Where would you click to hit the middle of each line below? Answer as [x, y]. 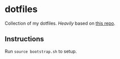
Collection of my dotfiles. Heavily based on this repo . [60, 23]
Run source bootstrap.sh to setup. [41, 51]
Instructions [24, 39]
